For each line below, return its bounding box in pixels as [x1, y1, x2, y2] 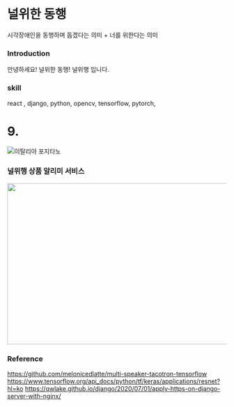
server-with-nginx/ [7, 392, 61, 401]
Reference [7, 353, 43, 363]
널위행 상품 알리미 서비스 [7, 167, 85, 176]
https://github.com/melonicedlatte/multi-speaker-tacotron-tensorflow [7, 370, 208, 378]
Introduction [7, 48, 50, 58]
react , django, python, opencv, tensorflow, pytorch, [7, 99, 156, 107]
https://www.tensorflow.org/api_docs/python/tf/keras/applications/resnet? [7, 377, 221, 385]
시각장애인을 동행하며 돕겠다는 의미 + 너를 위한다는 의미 [7, 31, 158, 39]
